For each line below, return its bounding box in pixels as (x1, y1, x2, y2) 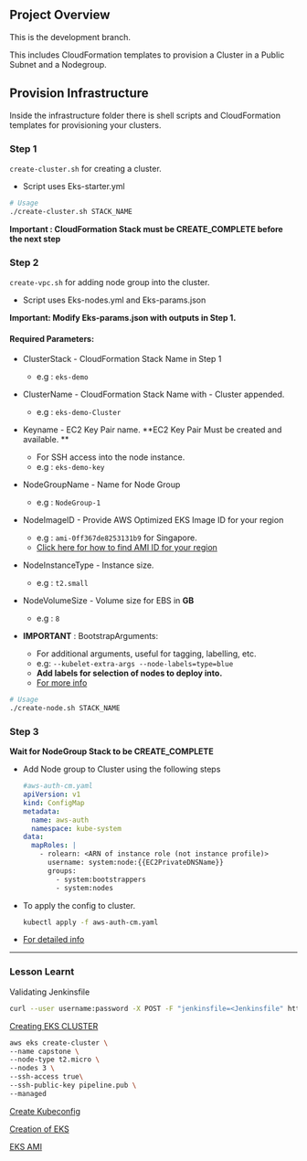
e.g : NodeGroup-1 (36, 497, 101, 508)
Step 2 (9, 256, 39, 269)
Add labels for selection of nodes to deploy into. (36, 667, 223, 679)
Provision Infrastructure (9, 86, 149, 101)
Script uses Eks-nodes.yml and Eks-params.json (22, 294, 206, 305)
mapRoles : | (31, 841, 77, 850)
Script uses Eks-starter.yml (22, 180, 125, 191)
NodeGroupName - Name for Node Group (22, 479, 181, 490)
